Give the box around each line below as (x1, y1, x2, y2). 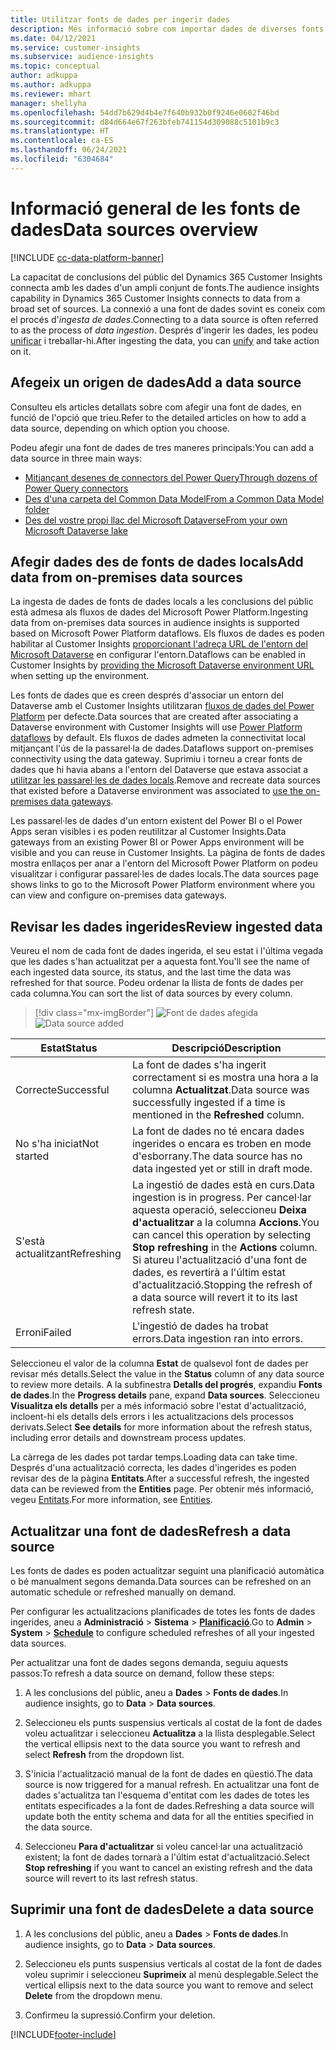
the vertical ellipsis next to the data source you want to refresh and (24, 1737, 301, 1750)
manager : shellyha (10, 98, 87, 108)
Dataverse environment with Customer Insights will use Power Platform (10, 721, 303, 733)
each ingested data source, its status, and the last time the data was (10, 966, 292, 978)
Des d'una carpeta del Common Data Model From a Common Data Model (24, 492, 325, 505)
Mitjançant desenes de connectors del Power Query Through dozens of (24, 471, 318, 483)
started (15, 1149, 50, 1163)
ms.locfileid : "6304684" (10, 154, 114, 164)
